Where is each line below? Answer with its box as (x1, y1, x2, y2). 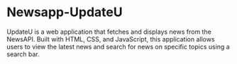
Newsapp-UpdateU (6, 4, 123, 20)
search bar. (6, 50, 40, 58)
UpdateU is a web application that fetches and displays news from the (6, 27, 212, 36)
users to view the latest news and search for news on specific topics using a (6, 42, 230, 51)
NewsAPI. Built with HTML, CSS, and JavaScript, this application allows (6, 34, 215, 43)
